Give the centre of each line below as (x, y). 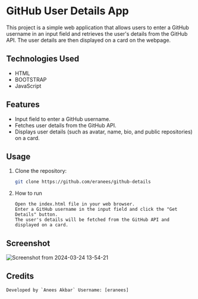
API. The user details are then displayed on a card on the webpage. (89, 40)
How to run (29, 193)
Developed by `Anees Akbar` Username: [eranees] (67, 290)
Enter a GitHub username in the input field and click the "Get (96, 210)
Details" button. (36, 215)
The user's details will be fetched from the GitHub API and (92, 220)
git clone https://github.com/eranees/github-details (83, 182)
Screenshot (28, 243)
